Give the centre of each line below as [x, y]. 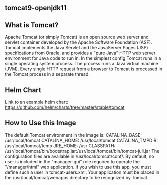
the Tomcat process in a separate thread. [47, 74]
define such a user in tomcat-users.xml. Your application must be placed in [82, 172]
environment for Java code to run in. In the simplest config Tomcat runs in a [83, 58]
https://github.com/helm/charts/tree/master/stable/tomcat [65, 107]
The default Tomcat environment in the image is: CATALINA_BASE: [74, 135]
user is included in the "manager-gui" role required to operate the [72, 161]
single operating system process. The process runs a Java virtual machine [82, 64]
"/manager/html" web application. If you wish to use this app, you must [78, 167]
